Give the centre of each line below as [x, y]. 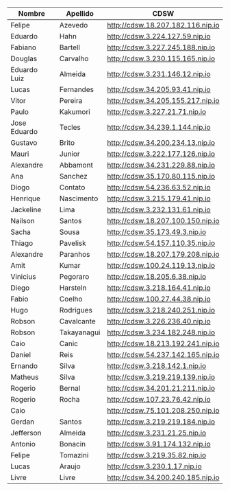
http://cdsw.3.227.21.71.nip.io [157, 112]
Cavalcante [77, 321]
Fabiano [23, 47]
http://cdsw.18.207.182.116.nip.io [163, 25]
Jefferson [26, 433]
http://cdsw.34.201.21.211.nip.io [161, 388]
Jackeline [26, 210]
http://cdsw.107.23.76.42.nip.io [159, 399]
